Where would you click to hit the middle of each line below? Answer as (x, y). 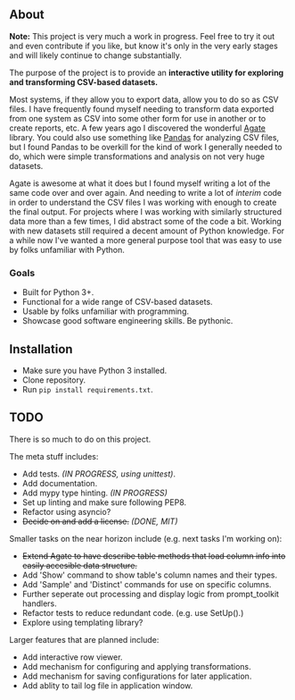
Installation (41, 349)
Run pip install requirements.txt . (87, 389)
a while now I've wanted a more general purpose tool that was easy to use (146, 240)
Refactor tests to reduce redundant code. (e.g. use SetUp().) (133, 612)
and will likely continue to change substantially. (96, 55)
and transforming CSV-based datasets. (84, 82)
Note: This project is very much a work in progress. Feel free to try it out (142, 36)
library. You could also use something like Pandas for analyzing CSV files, (144, 137)
